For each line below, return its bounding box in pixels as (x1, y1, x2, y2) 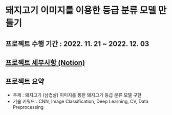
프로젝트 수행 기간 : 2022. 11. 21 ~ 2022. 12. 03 (5, 39, 149, 48)
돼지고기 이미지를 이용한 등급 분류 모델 (5, 5, 157, 16)
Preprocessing (12, 104, 44, 110)
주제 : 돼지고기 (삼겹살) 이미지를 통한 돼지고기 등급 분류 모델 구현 (12, 91, 142, 98)
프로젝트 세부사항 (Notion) (5, 58, 85, 67)
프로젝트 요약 (5, 77, 45, 86)
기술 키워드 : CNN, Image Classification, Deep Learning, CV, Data (12, 98, 148, 104)
